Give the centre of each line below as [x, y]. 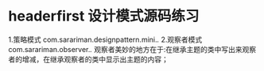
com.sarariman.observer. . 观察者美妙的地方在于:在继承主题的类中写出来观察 [132, 49]
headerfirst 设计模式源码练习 [104, 16]
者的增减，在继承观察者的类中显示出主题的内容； [88, 59]
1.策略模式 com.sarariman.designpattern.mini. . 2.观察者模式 [105, 39]
